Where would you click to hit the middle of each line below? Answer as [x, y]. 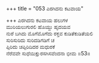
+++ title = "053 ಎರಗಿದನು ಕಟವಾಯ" [45, 9]
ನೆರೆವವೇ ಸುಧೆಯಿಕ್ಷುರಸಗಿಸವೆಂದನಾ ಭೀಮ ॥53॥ [48, 53]
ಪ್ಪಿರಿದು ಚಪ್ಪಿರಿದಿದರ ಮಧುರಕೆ [31, 47]
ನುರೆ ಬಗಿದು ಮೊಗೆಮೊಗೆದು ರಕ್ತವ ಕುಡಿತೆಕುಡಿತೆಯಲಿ [49, 34]
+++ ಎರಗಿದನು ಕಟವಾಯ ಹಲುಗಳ [37, 20]
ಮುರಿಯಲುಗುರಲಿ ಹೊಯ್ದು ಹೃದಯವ [38, 27]
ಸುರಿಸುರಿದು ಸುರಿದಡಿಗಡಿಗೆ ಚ [30, 40]
